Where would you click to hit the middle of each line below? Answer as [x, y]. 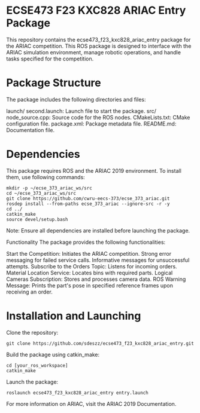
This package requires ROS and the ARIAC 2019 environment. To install [94, 170]
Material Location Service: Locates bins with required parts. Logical [90, 273]
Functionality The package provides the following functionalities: [86, 242]
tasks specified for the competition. [50, 59]
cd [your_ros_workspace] [37, 365]
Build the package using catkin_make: [53, 354]
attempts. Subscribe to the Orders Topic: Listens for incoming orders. [92, 266]
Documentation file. [31, 130]
